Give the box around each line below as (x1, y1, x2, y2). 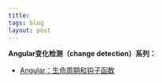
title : (8, 11, 30, 20)
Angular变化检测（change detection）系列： (8, 49, 156, 58)
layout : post (8, 26, 51, 34)
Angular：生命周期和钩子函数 (19, 66, 115, 75)
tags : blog (8, 19, 44, 27)
